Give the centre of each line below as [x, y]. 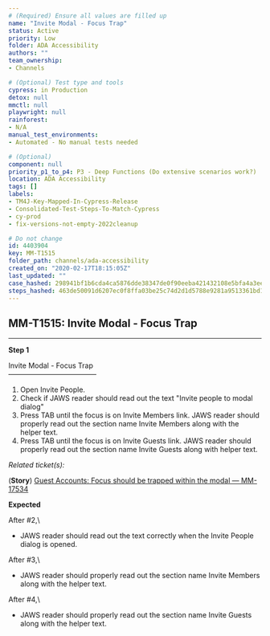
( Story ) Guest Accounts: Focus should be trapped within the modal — [124, 481]
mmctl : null [28, 105]
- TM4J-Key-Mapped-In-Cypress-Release [73, 202]
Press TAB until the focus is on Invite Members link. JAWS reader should [139, 415]
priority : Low [32, 38]
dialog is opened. [49, 544]
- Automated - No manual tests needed [73, 142]
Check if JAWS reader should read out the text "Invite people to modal [136, 398]
